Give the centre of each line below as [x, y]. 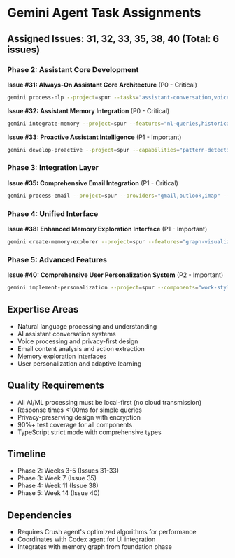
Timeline [27, 454]
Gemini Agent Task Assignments [104, 13]
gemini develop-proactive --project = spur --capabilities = [93, 150]
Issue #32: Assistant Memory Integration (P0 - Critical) [88, 110]
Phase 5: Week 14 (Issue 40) [58, 493]
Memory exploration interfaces [62, 356]
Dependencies [40, 515]
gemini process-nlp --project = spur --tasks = [73, 97]
